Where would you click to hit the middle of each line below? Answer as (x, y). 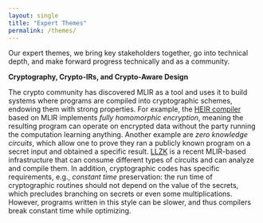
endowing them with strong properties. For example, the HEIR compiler (125, 109)
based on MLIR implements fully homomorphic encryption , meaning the (126, 118)
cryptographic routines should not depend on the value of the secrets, (124, 186)
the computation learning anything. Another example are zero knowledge (128, 135)
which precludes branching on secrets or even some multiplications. (120, 194)
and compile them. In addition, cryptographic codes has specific (114, 169)
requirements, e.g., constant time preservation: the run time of (110, 177)
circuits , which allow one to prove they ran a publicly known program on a (130, 143)
